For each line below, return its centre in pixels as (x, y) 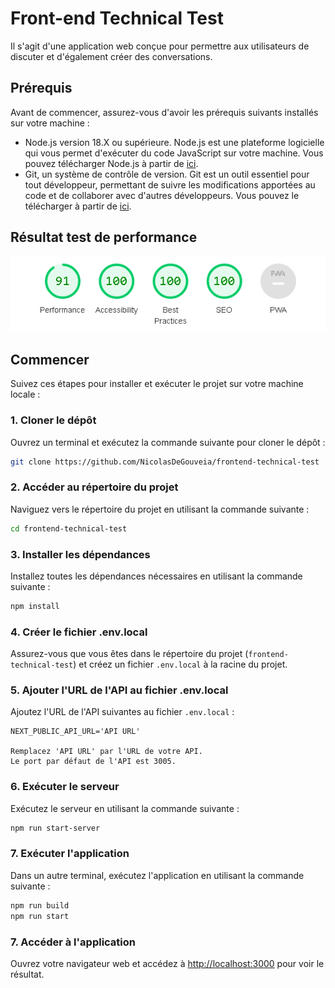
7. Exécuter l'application (70, 854)
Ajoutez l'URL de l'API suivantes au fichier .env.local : (122, 712)
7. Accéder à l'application (73, 942)
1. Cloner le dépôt (53, 420)
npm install (35, 606)
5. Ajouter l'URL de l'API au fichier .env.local (119, 690)
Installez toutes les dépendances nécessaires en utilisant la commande (156, 576)
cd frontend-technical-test (69, 528)
